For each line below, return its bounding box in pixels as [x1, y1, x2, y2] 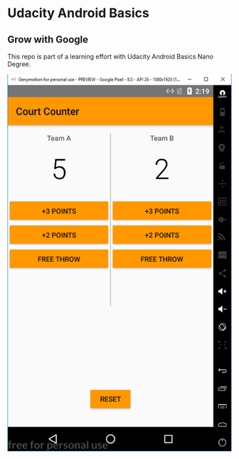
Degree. [7, 60, 31, 68]
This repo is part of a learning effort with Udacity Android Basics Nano [7, 52, 213, 61]
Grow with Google [7, 33, 89, 46]
